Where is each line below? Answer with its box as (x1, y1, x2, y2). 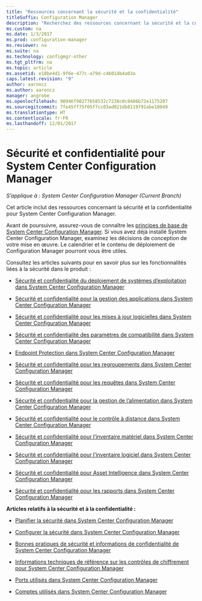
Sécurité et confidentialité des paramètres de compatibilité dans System (14, 331, 194, 339)
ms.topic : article (6, 64, 52, 71)
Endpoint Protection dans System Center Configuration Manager (14, 350, 176, 357)
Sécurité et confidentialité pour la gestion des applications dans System (14, 295, 193, 303)
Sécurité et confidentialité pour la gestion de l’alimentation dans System (14, 397, 193, 404)
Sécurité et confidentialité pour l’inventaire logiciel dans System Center (14, 451, 191, 458)
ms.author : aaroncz (6, 87, 55, 93)
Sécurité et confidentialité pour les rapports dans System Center (14, 487, 175, 495)
